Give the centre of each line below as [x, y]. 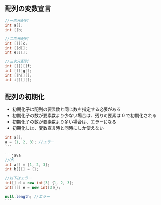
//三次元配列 [17, 61]
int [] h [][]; [19, 75]
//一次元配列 [17, 21]
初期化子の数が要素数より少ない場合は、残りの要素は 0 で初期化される [84, 116]
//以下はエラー [19, 178]
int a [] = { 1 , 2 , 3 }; [27, 165]
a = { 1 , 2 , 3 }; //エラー [30, 142]
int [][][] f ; [19, 66]
